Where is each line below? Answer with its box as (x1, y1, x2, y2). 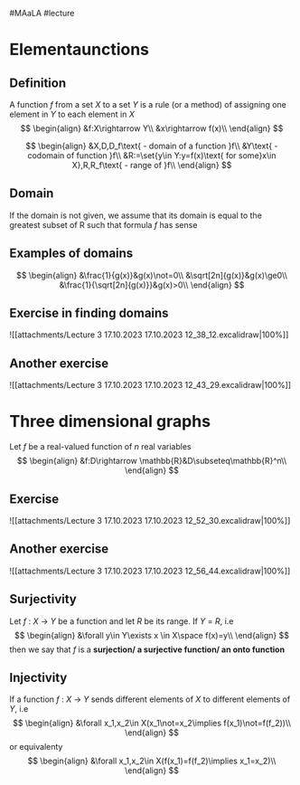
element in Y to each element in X (9, 109, 136, 119)
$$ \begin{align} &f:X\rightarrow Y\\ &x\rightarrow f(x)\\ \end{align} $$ (20, 123, 284, 134)
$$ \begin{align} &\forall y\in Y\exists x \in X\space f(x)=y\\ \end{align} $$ (14, 629, 289, 640)
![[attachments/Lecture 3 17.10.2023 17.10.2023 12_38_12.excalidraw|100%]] (9, 329, 289, 340)
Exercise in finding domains (9, 306, 169, 321)
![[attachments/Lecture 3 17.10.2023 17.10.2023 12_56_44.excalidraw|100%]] (9, 565, 291, 576)
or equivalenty (9, 742, 63, 752)
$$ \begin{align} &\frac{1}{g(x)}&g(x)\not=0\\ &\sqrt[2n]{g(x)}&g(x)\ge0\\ (16, 270, 287, 280)
